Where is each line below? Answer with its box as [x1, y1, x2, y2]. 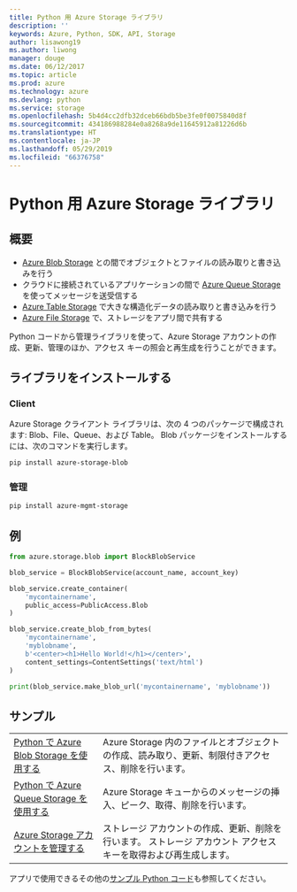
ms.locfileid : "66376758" [9, 152, 104, 162]
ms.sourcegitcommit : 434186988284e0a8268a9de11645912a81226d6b [9, 120, 247, 129]
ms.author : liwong [9, 46, 77, 55]
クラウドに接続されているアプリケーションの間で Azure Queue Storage [21, 279, 281, 289]
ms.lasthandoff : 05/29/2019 [9, 144, 113, 153]
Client [9, 397, 35, 410]
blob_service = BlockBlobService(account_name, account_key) [9, 568, 240, 577]
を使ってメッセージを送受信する [21, 289, 139, 301]
